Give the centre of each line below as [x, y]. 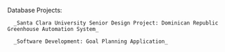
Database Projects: [35, 10]
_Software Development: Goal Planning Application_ [91, 41]
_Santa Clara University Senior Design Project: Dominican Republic [116, 23]
